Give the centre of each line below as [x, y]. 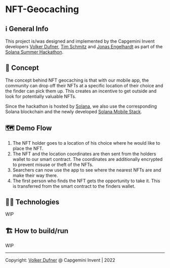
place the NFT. [28, 148]
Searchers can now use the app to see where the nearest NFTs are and [87, 170]
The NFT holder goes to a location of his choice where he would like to [86, 143]
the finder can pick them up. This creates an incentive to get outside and [81, 91]
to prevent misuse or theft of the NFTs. [53, 164]
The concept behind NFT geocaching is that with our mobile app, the [77, 80]
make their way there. [35, 175]
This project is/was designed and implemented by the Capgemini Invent [80, 41]
